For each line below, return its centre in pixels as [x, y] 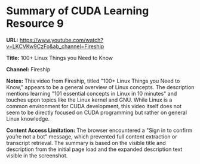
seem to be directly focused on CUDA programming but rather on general [96, 112]
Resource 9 [35, 23]
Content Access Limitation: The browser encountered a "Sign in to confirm [99, 130]
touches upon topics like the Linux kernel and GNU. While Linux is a [89, 100]
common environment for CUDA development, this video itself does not [94, 106]
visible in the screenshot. [37, 155]
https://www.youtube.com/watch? [61, 40]
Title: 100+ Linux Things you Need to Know [60, 58]
